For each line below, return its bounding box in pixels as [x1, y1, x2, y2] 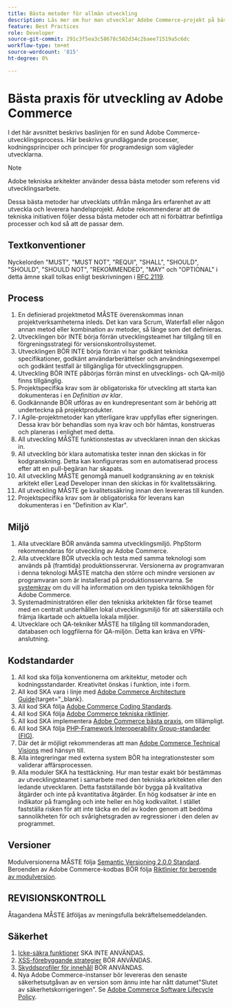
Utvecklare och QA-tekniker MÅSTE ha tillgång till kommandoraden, [17, 620, 210, 628]
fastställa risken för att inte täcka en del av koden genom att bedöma [17, 805, 213, 813]
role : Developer [8, 29, 54, 37]
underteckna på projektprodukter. [17, 406, 114, 414]
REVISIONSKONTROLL [8, 892, 106, 904]
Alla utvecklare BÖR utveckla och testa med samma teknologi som [17, 554, 206, 563]
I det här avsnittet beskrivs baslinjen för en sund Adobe [8, 128, 165, 137]
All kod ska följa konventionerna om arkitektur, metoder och [17, 673, 187, 681]
